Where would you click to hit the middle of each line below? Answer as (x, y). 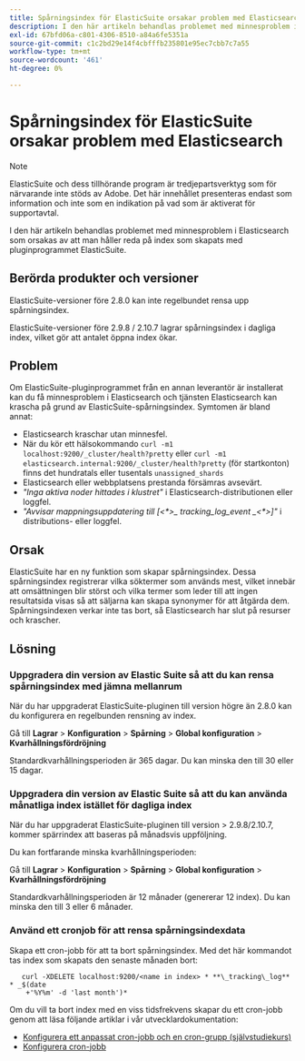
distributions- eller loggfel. (72, 521)
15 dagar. (26, 770)
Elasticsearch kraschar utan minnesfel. (95, 434)
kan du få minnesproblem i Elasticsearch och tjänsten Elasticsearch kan (143, 398)
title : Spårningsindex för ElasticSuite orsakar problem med (128, 18)
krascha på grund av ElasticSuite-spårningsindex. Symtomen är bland (140, 407)
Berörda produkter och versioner (104, 278)
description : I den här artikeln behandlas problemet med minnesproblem (150, 26)
